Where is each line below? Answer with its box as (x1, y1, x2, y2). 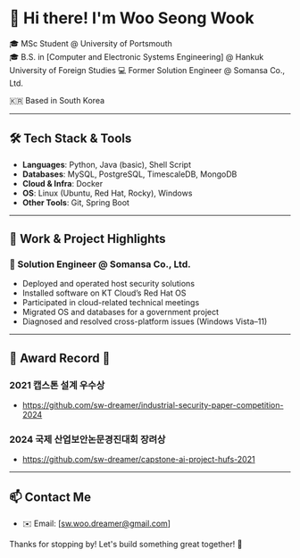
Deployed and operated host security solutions (21, 279, 195, 289)
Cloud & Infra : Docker (21, 178, 104, 188)
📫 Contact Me (9, 489, 92, 504)
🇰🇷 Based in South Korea (9, 95, 105, 105)
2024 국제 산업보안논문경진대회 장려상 (9, 433, 166, 446)
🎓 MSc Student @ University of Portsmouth (9, 37, 172, 48)
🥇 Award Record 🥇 (9, 350, 111, 365)
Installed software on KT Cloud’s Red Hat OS (21, 287, 187, 298)
